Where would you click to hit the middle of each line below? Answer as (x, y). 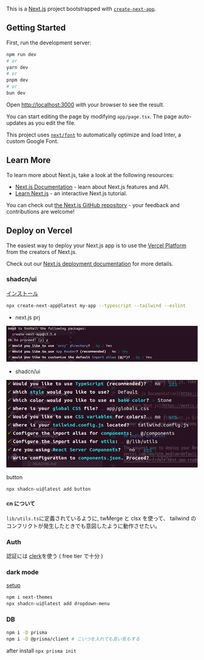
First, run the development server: (49, 43)
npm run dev (21, 54)
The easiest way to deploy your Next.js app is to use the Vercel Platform (97, 245)
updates (17, 123)
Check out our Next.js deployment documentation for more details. (90, 264)
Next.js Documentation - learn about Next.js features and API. (92, 187)
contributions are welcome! (40, 211)
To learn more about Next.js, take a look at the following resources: (90, 175)
